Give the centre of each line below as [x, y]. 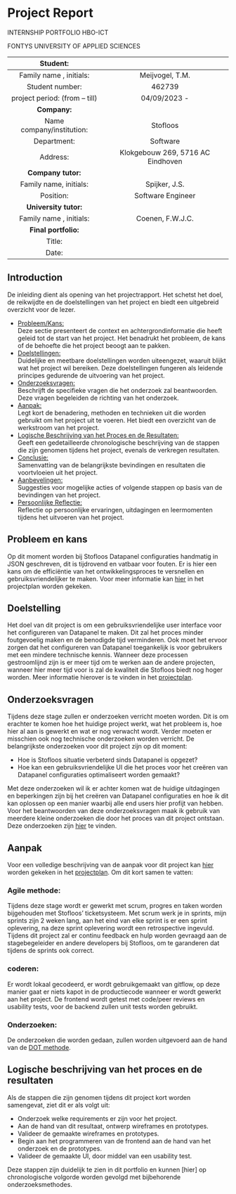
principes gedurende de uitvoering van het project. [91, 375]
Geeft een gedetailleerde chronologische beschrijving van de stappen [118, 442]
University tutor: [54, 207]
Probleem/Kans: [41, 323]
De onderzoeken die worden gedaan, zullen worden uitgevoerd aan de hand [117, 1040]
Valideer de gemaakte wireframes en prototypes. [88, 1134]
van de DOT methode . [39, 1047]
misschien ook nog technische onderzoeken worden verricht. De [101, 739]
